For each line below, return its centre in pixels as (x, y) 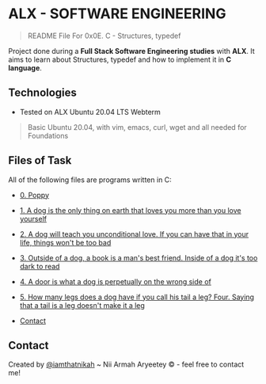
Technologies (43, 93)
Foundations (48, 135)
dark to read (40, 266)
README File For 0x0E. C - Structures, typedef (104, 36)
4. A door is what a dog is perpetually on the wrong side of (115, 281)
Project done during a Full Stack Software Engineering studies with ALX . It (131, 51)
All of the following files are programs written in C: (90, 180)
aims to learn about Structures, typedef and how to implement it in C (120, 59)
